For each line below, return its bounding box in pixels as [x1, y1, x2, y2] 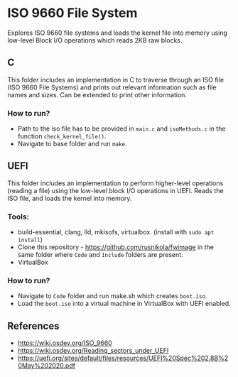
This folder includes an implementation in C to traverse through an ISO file [7, 75, 225, 84]
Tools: [7, 212, 30, 222]
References [7, 319, 60, 332]
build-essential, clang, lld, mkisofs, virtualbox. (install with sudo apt [17, 228, 215, 236]
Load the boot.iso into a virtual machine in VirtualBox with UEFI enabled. [17, 300, 231, 308]
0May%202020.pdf [17, 361, 76, 370]
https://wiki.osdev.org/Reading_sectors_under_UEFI [17, 346, 169, 355]
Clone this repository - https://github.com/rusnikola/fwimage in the [17, 243, 215, 251]
